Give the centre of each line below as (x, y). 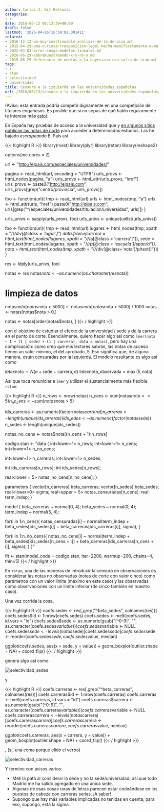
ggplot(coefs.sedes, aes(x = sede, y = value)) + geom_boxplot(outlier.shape (82, 646)
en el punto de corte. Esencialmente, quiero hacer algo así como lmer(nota (80, 336)
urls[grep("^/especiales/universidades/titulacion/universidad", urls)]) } (76, 209)
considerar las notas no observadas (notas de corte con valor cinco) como (80, 576)
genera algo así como (27, 661)
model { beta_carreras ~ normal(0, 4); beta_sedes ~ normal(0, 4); (71, 506)
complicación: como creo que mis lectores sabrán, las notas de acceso (77, 346)
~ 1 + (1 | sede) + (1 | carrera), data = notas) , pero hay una (71, 342)
